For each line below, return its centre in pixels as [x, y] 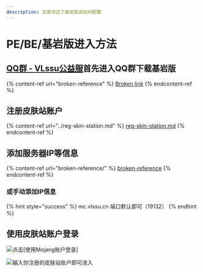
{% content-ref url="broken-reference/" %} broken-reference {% [89, 168]
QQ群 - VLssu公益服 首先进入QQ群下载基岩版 [91, 69]
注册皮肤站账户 [35, 111]
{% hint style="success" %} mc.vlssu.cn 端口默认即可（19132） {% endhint [102, 206]
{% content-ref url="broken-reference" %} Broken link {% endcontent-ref [99, 84]
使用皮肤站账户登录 [42, 234]
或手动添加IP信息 [31, 192]
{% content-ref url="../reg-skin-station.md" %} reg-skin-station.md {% [96, 126]
